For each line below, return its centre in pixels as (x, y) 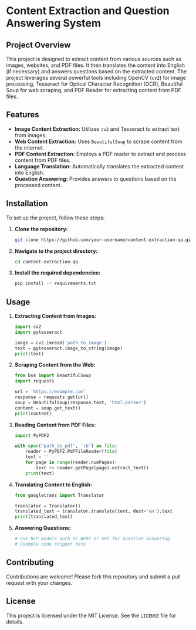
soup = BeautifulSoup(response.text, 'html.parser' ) (80, 402)
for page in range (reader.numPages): (72, 463)
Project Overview (38, 45)
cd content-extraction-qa (46, 262)
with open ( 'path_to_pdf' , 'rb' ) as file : (66, 446)
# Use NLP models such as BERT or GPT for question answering (92, 539)
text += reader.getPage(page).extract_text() (92, 468)
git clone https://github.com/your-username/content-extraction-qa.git (104, 240)
